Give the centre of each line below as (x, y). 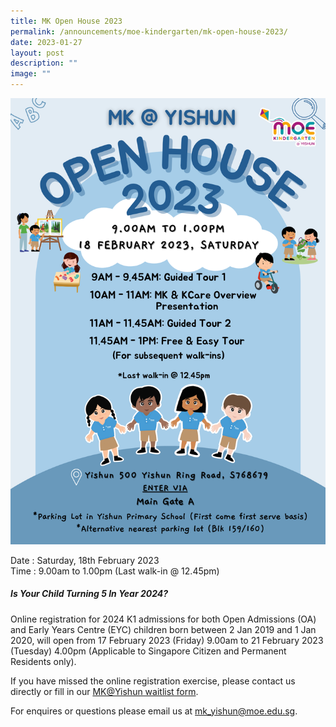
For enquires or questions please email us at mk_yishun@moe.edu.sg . (154, 711)
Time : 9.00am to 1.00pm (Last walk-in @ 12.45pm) (115, 571)
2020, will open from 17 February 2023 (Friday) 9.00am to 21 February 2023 (167, 640)
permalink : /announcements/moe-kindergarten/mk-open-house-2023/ (149, 31)
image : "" (31, 74)
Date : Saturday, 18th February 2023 (85, 560)
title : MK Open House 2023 (66, 21)
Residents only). (43, 661)
